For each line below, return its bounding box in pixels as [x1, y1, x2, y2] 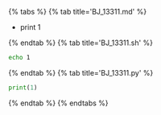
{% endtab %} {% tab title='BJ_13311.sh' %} [8, 38, 154, 47]
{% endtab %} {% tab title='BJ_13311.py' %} [8, 68, 154, 77]
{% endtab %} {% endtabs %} [8, 98, 109, 108]
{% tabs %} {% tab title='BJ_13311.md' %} [8, 7, 147, 16]
